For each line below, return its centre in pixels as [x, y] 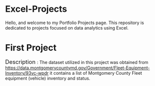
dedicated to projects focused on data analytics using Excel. [67, 28]
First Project [31, 48]
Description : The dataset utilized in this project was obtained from [77, 62]
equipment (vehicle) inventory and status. [48, 78]
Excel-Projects [36, 9]
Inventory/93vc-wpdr [27, 73]
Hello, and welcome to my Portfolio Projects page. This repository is [75, 23]
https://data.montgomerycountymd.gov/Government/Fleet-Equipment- [77, 68]
